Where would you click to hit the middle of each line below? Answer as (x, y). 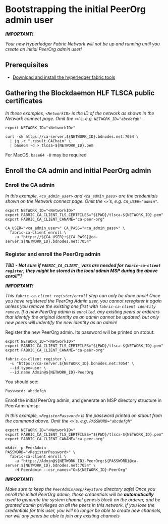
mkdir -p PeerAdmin (26, 448)
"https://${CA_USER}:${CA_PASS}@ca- (60, 237)
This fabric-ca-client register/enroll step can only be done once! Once (83, 295)
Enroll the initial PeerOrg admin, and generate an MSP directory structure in (83, 400)
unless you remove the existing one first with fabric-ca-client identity (80, 306)
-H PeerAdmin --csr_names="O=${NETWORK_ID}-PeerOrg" (71, 470)
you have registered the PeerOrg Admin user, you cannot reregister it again (83, 301)
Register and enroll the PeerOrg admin (53, 254)
